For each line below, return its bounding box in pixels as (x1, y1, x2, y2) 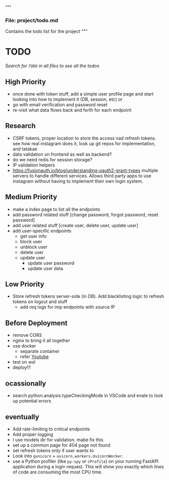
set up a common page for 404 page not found (12, 442, 111, 448)
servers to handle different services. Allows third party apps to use (12, 172, 151, 179)
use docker (12, 343, 36, 349)
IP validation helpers (12, 162, 55, 168)
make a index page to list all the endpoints (12, 206, 100, 212)
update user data (27, 265, 64, 271)
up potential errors (12, 398, 51, 404)
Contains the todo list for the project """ (5, 28, 88, 34)
